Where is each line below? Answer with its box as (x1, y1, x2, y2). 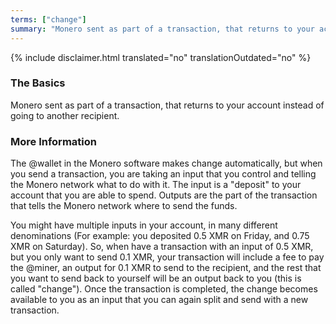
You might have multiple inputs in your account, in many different (10, 219, 278, 231)
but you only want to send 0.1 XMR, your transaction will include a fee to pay (10, 251, 325, 263)
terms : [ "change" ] (10, 14, 87, 25)
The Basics (10, 76, 66, 90)
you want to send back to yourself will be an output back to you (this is (10, 272, 302, 285)
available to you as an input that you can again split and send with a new (10, 294, 309, 306)
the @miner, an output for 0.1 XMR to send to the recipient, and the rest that (10, 262, 322, 274)
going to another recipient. (10, 109, 120, 121)
